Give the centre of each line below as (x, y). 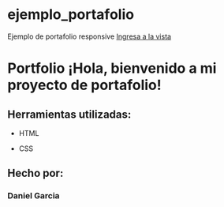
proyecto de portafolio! (85, 85)
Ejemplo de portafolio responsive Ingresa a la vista (89, 36)
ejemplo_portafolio (71, 15)
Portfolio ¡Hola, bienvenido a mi (112, 68)
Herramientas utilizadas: (69, 114)
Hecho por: (35, 173)
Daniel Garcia (34, 196)
